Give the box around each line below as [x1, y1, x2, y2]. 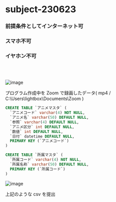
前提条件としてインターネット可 [5, 23, 83, 30]
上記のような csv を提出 [5, 191, 56, 197]
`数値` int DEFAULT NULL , [10, 129, 64, 134]
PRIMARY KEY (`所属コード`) [10, 166, 66, 172]
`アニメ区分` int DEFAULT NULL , [10, 124, 75, 129]
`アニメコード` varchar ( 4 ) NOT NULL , [10, 110, 85, 115]
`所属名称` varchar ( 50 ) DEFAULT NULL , [10, 161, 89, 167]
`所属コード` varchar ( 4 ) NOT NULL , [10, 157, 81, 162]
